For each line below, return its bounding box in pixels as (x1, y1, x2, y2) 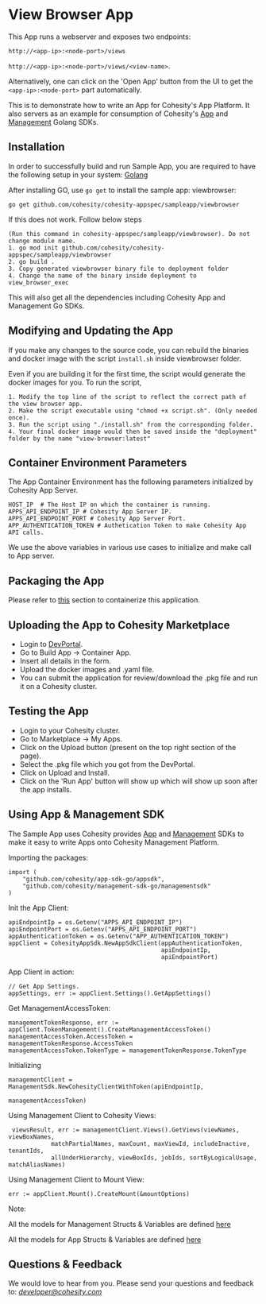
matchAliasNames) (8, 1160, 66, 1169)
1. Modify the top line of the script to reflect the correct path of (8, 393, 247, 400)
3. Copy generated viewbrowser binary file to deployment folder (8, 265, 229, 273)
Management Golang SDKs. (8, 117, 99, 126)
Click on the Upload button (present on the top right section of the (19, 742, 237, 752)
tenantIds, (8, 1147, 44, 1155)
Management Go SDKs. (8, 300, 85, 311)
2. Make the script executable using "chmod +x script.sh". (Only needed (8, 407, 258, 415)
